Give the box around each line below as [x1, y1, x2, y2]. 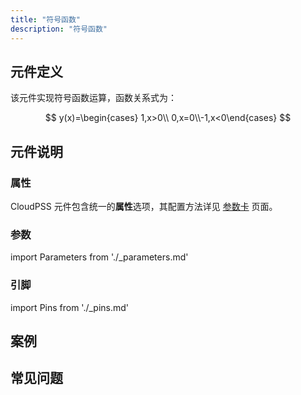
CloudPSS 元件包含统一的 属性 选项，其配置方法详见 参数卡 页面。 [10, 201, 278, 212]
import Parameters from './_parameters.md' [10, 251, 189, 263]
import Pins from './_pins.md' [10, 301, 130, 313]
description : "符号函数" [10, 24, 108, 34]
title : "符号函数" [10, 14, 82, 25]
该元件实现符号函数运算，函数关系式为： [10, 92, 177, 104]
